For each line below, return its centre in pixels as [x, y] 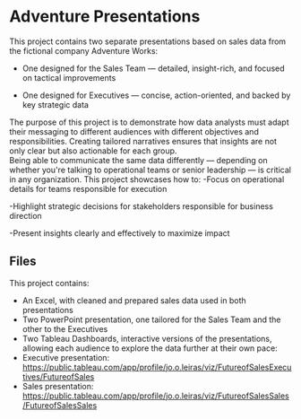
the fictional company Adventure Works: [84, 50]
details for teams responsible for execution [88, 188]
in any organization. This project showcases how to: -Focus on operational [147, 179]
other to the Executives [65, 328]
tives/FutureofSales [58, 376]
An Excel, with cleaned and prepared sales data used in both [134, 300]
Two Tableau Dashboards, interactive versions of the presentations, [147, 338]
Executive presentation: [66, 357]
